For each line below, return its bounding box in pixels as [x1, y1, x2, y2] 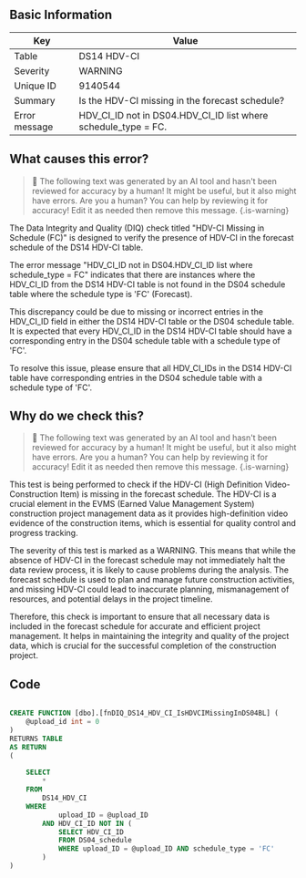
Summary [14, 94, 56, 107]
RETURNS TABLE [9, 734, 64, 743]
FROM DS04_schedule [57, 836, 132, 845]
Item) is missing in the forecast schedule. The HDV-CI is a [59, 489, 277, 500]
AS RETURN [9, 742, 47, 751]
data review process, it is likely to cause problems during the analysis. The [9, 564, 290, 575]
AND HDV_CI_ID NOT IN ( [42, 819, 132, 828]
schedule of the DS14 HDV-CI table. [9, 242, 144, 253]
